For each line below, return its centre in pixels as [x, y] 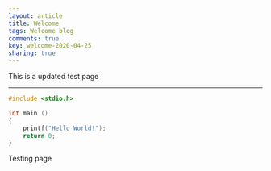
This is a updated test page [54, 76]
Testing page [30, 159]
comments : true [34, 38]
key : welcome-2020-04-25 [50, 46]
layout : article [35, 16]
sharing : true [32, 53]
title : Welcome [34, 23]
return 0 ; [40, 136]
